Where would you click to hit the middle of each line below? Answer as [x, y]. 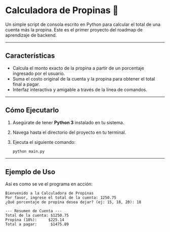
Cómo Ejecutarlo [32, 110]
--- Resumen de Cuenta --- [34, 211]
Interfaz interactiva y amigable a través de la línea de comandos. [80, 89]
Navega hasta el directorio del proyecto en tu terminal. [69, 132]
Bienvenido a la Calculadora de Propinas [50, 194]
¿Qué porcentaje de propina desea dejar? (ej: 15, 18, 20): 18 [73, 202]
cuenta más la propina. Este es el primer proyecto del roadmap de [74, 29]
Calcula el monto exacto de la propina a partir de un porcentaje [78, 68]
